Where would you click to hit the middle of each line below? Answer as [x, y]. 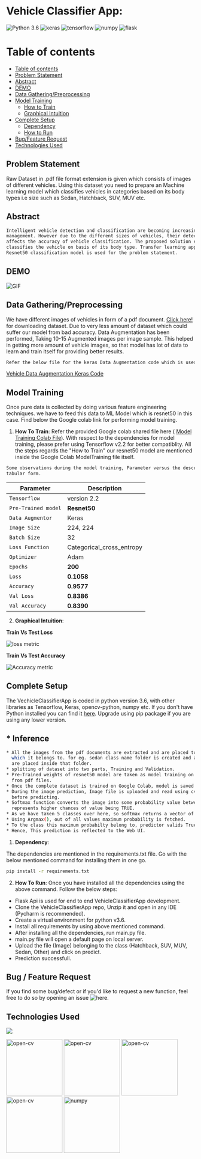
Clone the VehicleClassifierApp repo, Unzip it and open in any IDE [96, 907]
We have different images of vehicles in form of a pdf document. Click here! [100, 319]
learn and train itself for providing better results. [65, 351]
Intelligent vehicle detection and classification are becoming [88, 230]
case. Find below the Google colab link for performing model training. [92, 420]
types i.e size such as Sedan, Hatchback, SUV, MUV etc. [76, 198]
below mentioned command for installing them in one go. [76, 860]
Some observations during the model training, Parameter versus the [93, 468]
